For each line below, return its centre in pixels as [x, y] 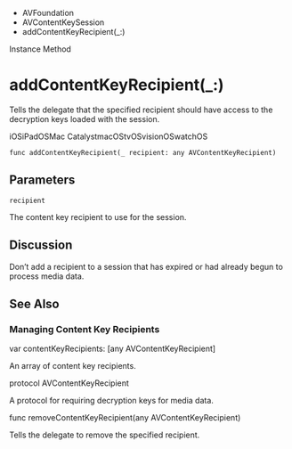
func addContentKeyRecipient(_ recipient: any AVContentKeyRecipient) [143, 152]
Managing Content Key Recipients [85, 329]
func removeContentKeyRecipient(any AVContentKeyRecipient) [125, 418]
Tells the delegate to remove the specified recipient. [105, 435]
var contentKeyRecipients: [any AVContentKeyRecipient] [113, 349]
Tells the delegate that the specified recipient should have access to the [141, 110]
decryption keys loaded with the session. [85, 118]
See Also [34, 303]
